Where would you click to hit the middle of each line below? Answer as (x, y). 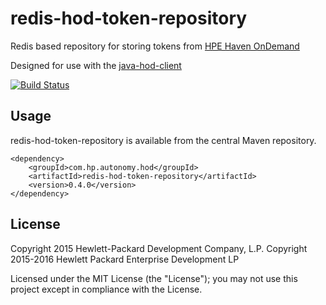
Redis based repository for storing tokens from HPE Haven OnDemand (155, 46)
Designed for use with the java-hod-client (96, 65)
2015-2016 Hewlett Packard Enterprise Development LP (125, 259)
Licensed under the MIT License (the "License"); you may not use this (154, 278)
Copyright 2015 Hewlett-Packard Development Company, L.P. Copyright (159, 248)
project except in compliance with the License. (106, 289)
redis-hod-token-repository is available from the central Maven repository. (163, 140)
